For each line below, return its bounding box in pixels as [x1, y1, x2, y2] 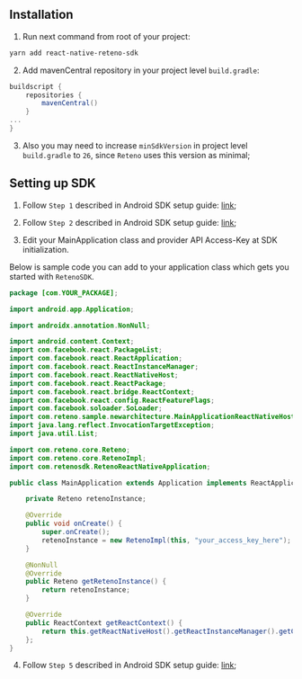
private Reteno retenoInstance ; [25, 495, 147, 504]
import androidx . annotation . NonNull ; [9, 321, 151, 330]
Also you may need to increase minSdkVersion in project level [22, 139, 248, 151]
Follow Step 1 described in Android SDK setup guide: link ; [22, 200, 237, 210]
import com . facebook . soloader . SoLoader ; [9, 404, 164, 413]
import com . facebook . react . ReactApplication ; [9, 354, 182, 363]
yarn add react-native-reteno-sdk [9, 49, 139, 58]
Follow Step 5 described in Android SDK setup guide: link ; [22, 660, 237, 671]
